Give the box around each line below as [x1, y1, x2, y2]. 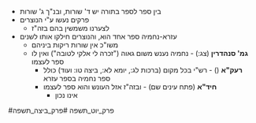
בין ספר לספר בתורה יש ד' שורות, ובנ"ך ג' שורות [19, 7, 161, 16]
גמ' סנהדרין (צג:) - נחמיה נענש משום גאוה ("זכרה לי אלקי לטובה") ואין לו [31, 49, 248, 58]
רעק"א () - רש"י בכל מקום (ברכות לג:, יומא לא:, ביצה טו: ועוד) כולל [43, 65, 243, 74]
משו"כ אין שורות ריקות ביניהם [31, 40, 119, 50]
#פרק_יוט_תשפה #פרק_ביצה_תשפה [8, 106, 114, 115]
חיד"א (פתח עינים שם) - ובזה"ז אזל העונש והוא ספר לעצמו [43, 82, 217, 91]
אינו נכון [54, 91, 78, 99]
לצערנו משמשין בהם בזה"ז [31, 24, 110, 32]
